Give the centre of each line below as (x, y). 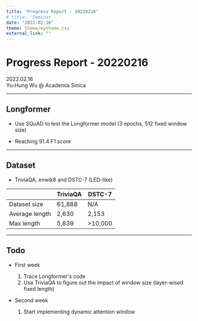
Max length (24, 223)
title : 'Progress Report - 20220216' (52, 12)
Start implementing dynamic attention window (79, 312)
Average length (30, 214)
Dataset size (26, 204)
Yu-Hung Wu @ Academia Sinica (46, 86)
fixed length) (39, 289)
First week (27, 265)
